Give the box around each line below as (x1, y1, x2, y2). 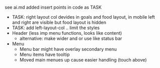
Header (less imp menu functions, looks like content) (12, 30, 122, 36)
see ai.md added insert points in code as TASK (5, 5, 102, 10)
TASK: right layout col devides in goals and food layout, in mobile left (12, 14, 155, 20)
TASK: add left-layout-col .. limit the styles (12, 25, 100, 31)
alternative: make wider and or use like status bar (19, 35, 122, 41)
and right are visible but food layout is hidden (12, 20, 106, 25)
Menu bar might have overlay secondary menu (19, 46, 117, 52)
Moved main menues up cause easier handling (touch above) (19, 57, 147, 62)
